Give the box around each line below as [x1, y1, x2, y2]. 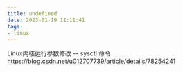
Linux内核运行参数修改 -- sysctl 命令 [7, 49, 111, 57]
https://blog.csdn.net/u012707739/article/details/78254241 [7, 57, 176, 66]
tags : [7, 23, 23, 30]
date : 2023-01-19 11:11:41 [7, 17, 85, 24]
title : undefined [7, 10, 58, 17]
